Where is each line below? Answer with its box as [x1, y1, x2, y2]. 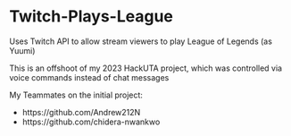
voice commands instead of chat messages [9, 72, 170, 82]
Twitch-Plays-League [9, 6, 174, 27]
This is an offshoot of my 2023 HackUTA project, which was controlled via [9, 63, 283, 73]
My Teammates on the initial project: [9, 89, 143, 100]
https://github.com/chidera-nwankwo [21, 116, 161, 127]
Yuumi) [9, 45, 36, 55]
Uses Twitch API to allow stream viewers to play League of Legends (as [9, 36, 272, 47]
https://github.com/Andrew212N [21, 106, 141, 117]
